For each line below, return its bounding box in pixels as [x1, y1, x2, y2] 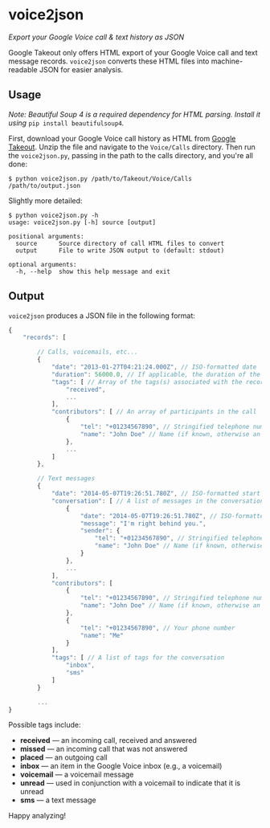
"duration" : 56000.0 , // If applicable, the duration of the [51, 370, 261, 378]
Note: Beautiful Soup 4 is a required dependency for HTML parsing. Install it [8, 109, 261, 119]
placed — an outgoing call [19, 753, 108, 762]
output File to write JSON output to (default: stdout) [15, 247, 225, 255]
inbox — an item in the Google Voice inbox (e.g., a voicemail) [19, 761, 223, 771]
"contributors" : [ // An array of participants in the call [51, 408, 257, 416]
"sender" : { [80, 527, 121, 535]
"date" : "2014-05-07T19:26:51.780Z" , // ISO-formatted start [51, 490, 261, 498]
